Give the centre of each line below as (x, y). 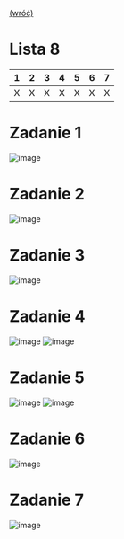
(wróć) (21, 13)
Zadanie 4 (48, 316)
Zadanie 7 (47, 500)
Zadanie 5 (47, 377)
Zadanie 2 (47, 194)
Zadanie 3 (47, 255)
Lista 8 (35, 49)
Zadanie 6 (47, 438)
